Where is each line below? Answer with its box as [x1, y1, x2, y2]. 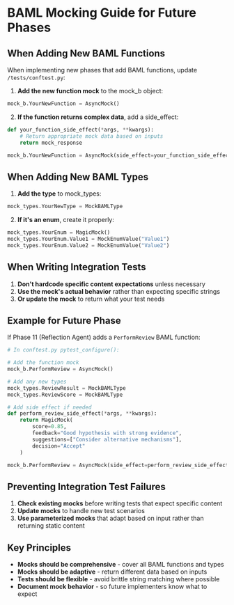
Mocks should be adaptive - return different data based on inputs [17, 567, 208, 576]
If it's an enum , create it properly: [17, 216, 115, 224]
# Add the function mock [7, 359, 79, 366]
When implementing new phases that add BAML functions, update [7, 66, 197, 74]
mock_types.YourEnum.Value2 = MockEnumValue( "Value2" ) [7, 242, 170, 249]
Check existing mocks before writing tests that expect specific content [17, 499, 223, 508]
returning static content [17, 521, 85, 530]
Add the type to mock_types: [17, 189, 102, 198]
